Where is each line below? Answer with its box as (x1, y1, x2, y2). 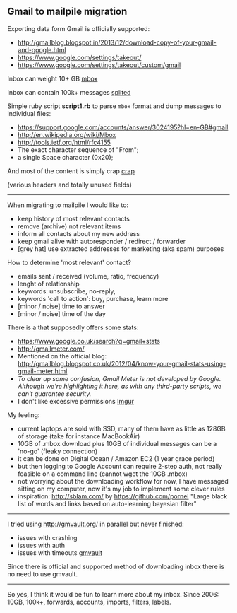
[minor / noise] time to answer (17, 302, 106, 310)
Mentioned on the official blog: (17, 351, 107, 360)
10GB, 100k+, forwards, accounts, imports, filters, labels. (7, 597, 171, 606)
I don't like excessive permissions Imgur (17, 397, 135, 405)
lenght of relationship (17, 279, 80, 288)
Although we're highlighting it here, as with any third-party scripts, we (17, 382, 222, 390)
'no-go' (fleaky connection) (17, 447, 98, 455)
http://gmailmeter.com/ (17, 344, 85, 353)
